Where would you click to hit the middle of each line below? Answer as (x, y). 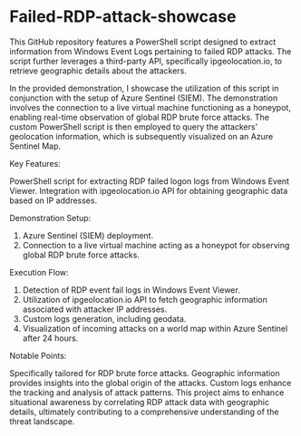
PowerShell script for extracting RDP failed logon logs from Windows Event (150, 181)
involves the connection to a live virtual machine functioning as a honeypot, (150, 107)
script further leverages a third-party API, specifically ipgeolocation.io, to (146, 61)
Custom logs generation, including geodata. (104, 318)
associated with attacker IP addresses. (95, 309)
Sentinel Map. (35, 146)
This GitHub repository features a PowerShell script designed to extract (143, 42)
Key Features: (35, 163)
